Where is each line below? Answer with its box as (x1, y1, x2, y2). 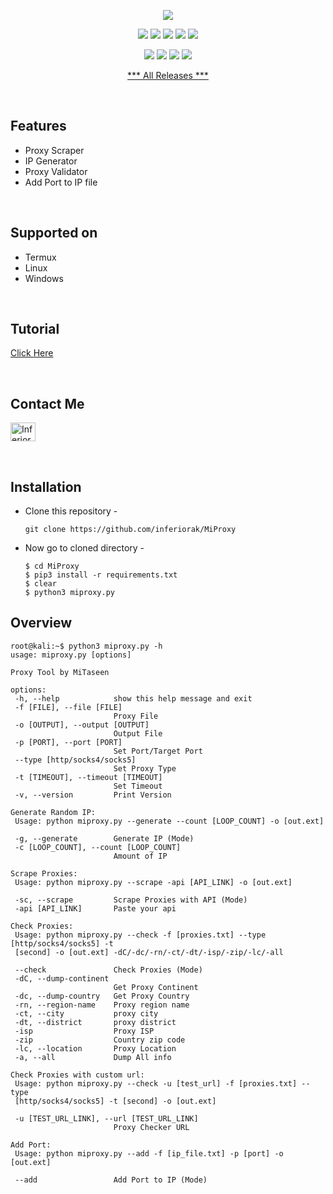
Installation (10, 478, 82, 495)
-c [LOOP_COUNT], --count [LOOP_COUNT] (14, 842, 182, 852)
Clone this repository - (24, 505, 118, 517)
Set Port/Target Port (113, 746, 203, 756)
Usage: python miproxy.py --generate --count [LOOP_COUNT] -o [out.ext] (14, 816, 325, 826)
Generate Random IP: (10, 807, 97, 817)
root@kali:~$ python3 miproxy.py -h (10, 641, 163, 651)
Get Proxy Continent (113, 982, 199, 992)
